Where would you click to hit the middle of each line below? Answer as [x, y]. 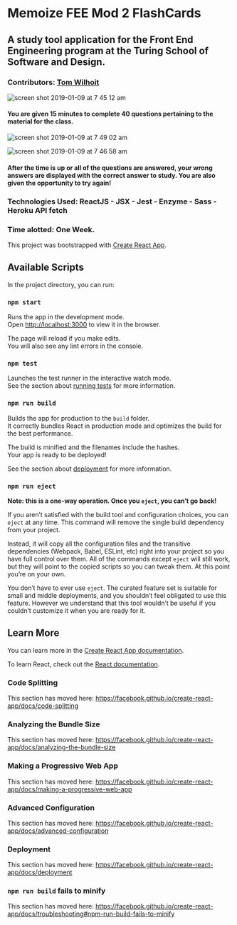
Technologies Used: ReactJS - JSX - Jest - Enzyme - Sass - [112, 201]
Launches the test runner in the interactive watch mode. [90, 378]
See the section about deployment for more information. [90, 469]
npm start [24, 302]
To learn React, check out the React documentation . [84, 664]
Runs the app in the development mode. [66, 317]
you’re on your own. [37, 574]
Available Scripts [46, 267]
